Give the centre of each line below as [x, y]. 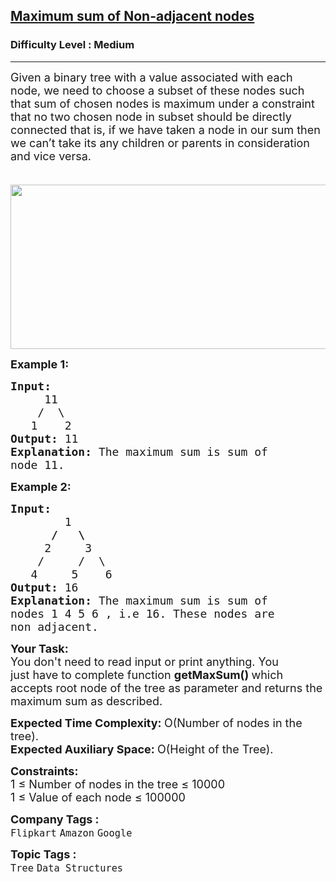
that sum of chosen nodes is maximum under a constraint [162, 103]
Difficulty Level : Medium [72, 45]
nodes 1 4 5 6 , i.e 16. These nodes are [142, 613]
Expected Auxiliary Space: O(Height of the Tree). [142, 749]
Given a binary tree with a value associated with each [151, 77]
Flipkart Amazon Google [71, 833]
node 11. [37, 464]
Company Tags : [55, 819]
